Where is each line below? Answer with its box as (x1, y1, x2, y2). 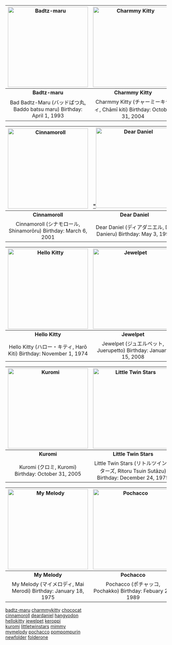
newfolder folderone (5, 634, 49, 640)
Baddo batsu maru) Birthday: (13, 106, 83, 112)
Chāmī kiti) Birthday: (102, 106, 151, 113)
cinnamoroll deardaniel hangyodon (5, 613, 79, 618)
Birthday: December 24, (97, 474, 155, 481)
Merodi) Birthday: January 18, (12, 588, 84, 594)
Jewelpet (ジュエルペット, (101, 340, 165, 347)
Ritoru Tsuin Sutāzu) (117, 467, 166, 474)
